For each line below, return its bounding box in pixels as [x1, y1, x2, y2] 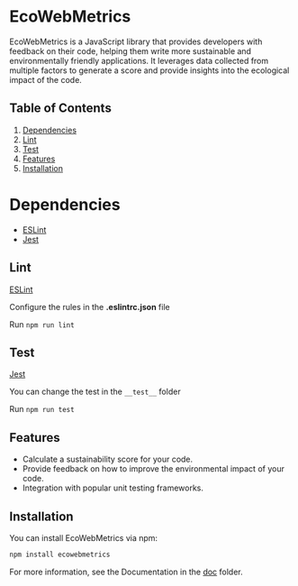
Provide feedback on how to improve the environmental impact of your [22, 463, 285, 474]
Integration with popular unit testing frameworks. [22, 482, 204, 493]
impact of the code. [9, 74, 83, 85]
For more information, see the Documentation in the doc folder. [9, 566, 243, 577]
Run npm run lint [9, 318, 75, 330]
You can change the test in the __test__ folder [9, 386, 182, 398]
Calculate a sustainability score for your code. [22, 453, 194, 465]
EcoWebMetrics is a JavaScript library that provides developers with [9, 36, 263, 47]
